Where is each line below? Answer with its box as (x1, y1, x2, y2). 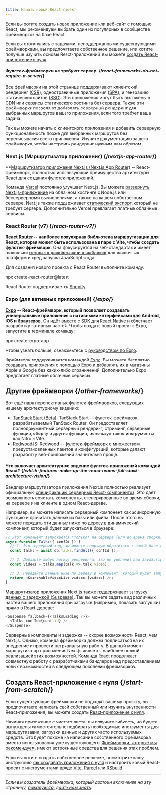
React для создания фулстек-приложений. (5, 175, 95, 181)
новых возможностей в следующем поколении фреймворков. (5, 664, 137, 670)
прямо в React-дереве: (5, 605, 54, 611)
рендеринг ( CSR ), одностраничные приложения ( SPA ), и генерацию (5, 89, 149, 95)
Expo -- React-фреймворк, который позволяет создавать (5, 307, 130, 313)
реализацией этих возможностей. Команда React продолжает (5, 653, 137, 659)
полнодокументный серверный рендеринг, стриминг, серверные (12, 425, 151, 431)
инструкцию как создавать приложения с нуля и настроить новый (5, 760, 146, 766)
